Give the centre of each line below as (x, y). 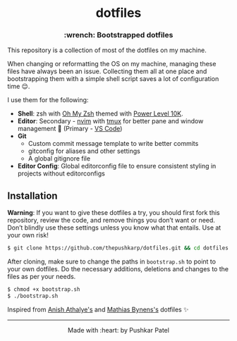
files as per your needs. (42, 277)
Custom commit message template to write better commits (113, 144)
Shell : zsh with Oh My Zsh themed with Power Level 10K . (100, 113)
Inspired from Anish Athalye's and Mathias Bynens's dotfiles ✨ (98, 309)
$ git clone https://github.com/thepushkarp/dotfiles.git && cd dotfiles (118, 248)
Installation (32, 196)
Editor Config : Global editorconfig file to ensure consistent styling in (117, 166)
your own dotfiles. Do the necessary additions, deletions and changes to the (118, 269)
